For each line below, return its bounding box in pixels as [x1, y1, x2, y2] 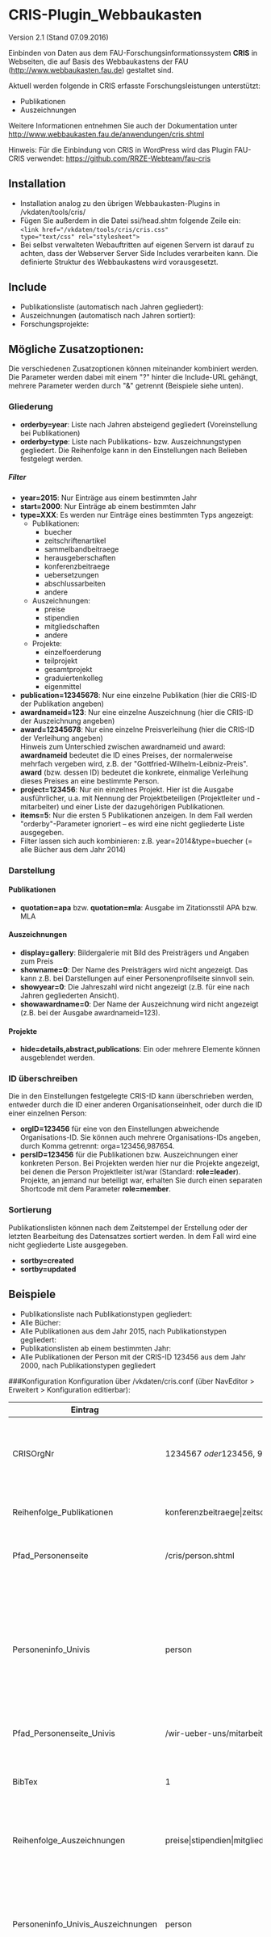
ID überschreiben [8, 1073, 78, 1084]
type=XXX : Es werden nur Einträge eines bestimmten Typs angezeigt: [19, 510, 254, 519]
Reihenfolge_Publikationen [12, 1506, 114, 1518]
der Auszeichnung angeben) [19, 716, 115, 725]
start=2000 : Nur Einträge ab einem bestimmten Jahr [19, 501, 197, 511]
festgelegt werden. [19, 454, 83, 464]
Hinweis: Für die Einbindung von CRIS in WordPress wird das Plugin [8, 145, 233, 154]
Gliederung [8, 401, 54, 413]
